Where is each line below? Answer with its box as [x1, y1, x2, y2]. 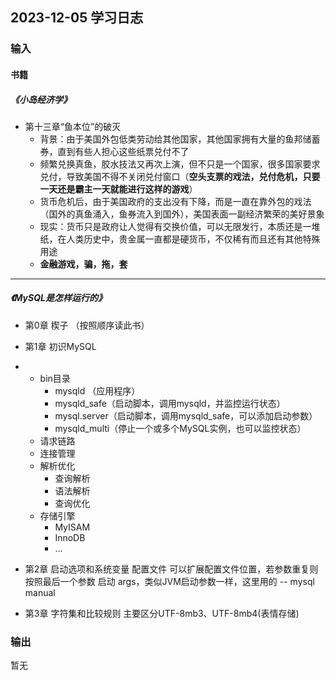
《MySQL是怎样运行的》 [10, 292, 107, 304]
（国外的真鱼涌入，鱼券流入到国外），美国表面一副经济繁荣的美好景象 [39, 208, 325, 220]
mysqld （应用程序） [54, 384, 141, 397]
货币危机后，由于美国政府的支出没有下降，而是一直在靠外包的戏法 [39, 195, 312, 207]
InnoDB [54, 531, 86, 543]
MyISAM [54, 521, 91, 533]
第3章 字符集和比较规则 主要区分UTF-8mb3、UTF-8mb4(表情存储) [24, 607, 300, 619]
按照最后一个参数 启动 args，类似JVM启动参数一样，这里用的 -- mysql [24, 575, 315, 587]
